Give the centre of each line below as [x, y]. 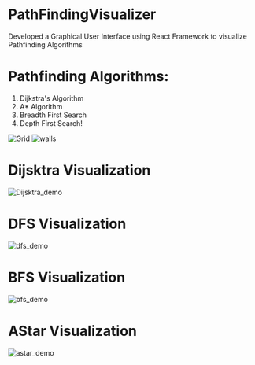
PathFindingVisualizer [82, 15]
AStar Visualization [73, 331]
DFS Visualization [67, 224]
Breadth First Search [53, 115]
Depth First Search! [51, 123]
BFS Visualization [67, 277]
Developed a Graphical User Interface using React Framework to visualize [128, 36]
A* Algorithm [41, 106]
